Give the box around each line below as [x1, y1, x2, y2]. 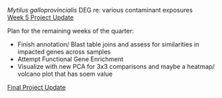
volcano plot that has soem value [17, 70, 113, 78]
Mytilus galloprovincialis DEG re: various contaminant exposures [7, 6, 193, 14]
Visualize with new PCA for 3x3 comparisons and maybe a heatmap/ [17, 63, 215, 70]
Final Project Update [7, 83, 66, 91]
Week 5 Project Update [7, 13, 74, 22]
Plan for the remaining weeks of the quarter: [7, 27, 135, 35]
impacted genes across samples [17, 48, 111, 56]
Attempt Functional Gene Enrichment [17, 55, 124, 63]
